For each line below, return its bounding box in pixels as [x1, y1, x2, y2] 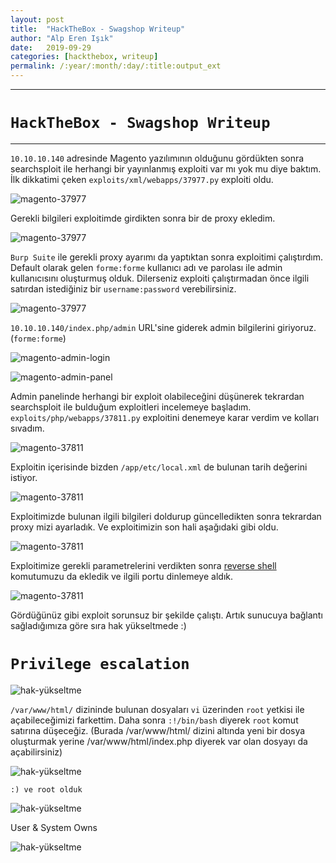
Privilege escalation [10, 655, 190, 674]
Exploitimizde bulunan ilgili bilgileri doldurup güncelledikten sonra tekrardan [10, 510, 322, 522]
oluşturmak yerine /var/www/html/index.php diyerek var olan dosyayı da [10, 735, 308, 747]
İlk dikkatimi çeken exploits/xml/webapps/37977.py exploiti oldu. [10, 173, 274, 185]
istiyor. [10, 471, 38, 483]
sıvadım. [10, 422, 45, 434]
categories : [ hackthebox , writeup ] [10, 52, 159, 62]
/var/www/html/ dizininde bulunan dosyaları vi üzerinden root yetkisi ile [10, 703, 305, 715]
